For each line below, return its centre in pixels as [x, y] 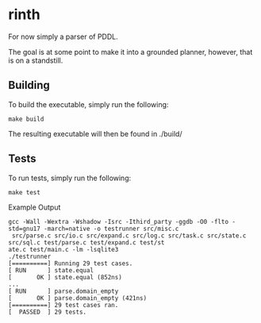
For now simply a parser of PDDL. [63, 37]
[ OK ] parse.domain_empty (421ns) [78, 298]
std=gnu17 [25, 229]
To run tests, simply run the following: [70, 178]
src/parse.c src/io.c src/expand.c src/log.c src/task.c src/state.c [129, 236]
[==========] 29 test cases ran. [63, 305]
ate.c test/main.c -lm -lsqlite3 [63, 249]
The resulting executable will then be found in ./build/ [95, 133]
